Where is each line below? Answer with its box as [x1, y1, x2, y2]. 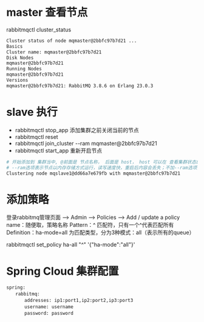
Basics [6, 43, 23, 49]
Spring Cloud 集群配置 [6, 264, 120, 278]
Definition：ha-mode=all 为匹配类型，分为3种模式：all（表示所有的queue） [6, 229, 195, 236]
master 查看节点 [6, 5, 88, 19]
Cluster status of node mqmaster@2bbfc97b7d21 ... [6, 38, 137, 44]
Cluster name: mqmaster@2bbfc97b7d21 [6, 49, 102, 55]
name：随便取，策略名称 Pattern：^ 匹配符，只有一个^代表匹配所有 [6, 221, 174, 229]
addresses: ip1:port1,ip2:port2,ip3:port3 [24, 298, 134, 304]
